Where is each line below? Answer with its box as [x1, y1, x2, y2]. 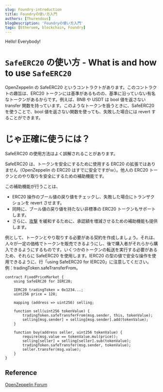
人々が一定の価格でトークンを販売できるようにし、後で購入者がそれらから [5, 241, 154, 246]
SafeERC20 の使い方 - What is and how [5, 57, 157, 68]
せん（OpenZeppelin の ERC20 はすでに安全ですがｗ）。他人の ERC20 [9, 167, 148, 173]
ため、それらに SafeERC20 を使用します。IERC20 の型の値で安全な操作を [5, 253, 152, 258]
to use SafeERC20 [5, 68, 72, 79]
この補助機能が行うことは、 [5, 183, 61, 189]
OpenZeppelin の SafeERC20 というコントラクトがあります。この [5, 85, 136, 90]
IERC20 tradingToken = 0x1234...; [14, 287, 83, 292]
